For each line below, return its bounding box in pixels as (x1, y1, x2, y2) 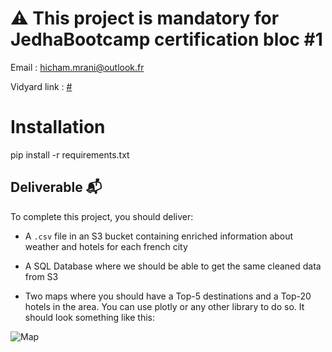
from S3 (24, 270, 59, 282)
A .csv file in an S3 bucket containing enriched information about (24, 230, 294, 242)
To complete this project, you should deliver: (10, 210, 194, 222)
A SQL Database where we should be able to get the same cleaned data (24, 260, 322, 272)
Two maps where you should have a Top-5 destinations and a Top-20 (24, 290, 312, 302)
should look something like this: (24, 311, 156, 323)
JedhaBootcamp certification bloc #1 (10, 28, 323, 51)
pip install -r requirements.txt (10, 148, 130, 161)
